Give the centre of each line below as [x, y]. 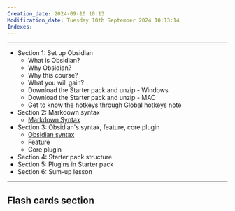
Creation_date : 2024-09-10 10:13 [56, 14]
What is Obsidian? [54, 61]
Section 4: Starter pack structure [65, 157]
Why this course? [53, 75]
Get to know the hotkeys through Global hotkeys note [105, 105]
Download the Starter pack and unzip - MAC [92, 98]
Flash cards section [51, 200]
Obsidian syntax [51, 135]
